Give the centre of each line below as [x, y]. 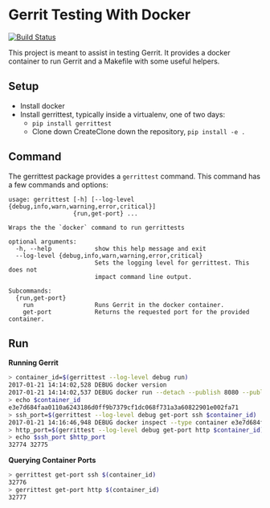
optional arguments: [43, 242]
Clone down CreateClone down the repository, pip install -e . [139, 131]
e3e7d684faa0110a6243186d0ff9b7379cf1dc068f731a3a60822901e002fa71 [124, 408]
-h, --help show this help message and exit [111, 248]
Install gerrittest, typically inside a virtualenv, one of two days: [123, 114]
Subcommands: [30, 291]
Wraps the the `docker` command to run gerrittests [96, 227]
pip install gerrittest [72, 123]
